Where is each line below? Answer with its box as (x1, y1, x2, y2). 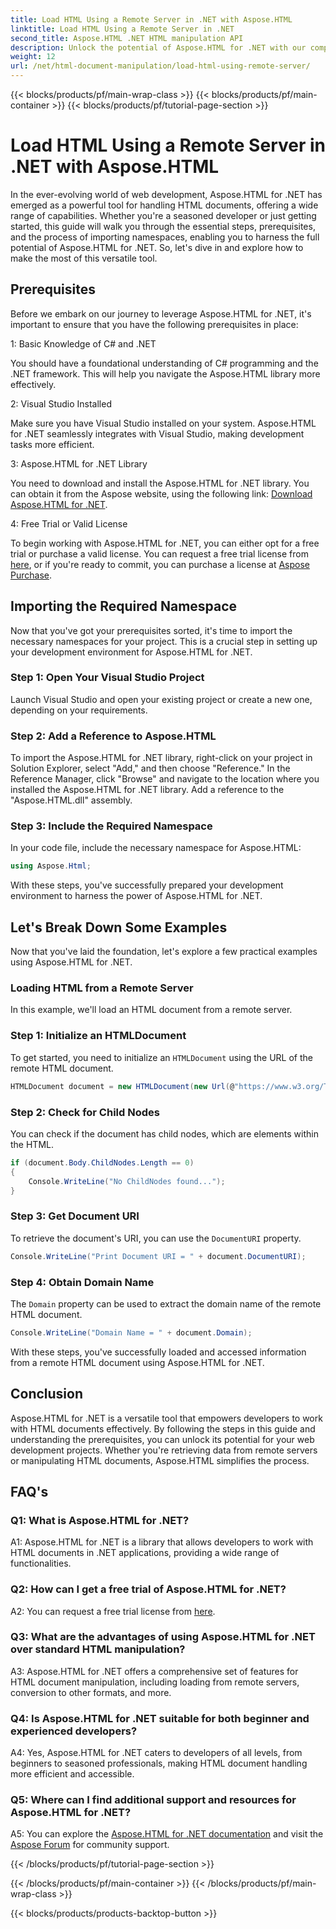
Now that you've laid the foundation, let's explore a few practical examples (10, 946, 318, 958)
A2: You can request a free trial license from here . (10, 1605, 216, 1617)
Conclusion (10, 1386, 84, 1403)
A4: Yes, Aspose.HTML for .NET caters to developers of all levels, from (10, 1747, 303, 1759)
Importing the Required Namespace (10, 598, 238, 615)
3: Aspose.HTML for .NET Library (10, 457, 148, 470)
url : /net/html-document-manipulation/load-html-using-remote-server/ (10, 61, 311, 71)
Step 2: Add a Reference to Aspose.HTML (10, 729, 217, 743)
